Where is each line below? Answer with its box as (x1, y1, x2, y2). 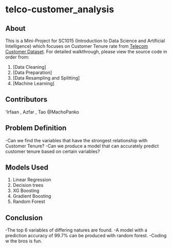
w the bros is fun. (5, 238, 43, 244)
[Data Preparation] (12, 69, 52, 75)
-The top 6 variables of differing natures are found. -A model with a (5, 227, 147, 233)
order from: (5, 54, 30, 60)
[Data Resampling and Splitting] (12, 75, 80, 81)
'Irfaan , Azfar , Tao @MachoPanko (5, 109, 80, 115)
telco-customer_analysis (5, 4, 114, 15)
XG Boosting (12, 187, 40, 194)
